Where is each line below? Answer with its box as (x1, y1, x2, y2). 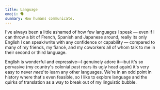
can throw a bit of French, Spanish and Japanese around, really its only (5, 34, 147, 40)
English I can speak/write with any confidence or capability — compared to (5, 39, 155, 45)
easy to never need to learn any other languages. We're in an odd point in (5, 69, 152, 75)
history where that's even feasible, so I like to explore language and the (5, 74, 147, 80)
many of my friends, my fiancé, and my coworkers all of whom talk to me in (5, 44, 156, 51)
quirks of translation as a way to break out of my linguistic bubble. (5, 79, 137, 85)
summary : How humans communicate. (5, 16, 75, 21)
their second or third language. (5, 50, 67, 55)
